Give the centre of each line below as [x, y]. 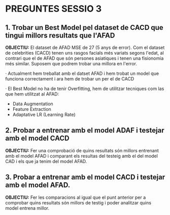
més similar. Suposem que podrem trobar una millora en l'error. [71, 63]
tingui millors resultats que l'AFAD [60, 35]
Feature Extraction [32, 109]
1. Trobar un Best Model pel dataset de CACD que [84, 28]
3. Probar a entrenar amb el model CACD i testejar [85, 177]
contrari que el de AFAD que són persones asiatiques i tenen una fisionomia [84, 58]
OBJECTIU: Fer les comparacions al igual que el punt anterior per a [76, 197]
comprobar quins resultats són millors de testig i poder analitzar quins [78, 202]
